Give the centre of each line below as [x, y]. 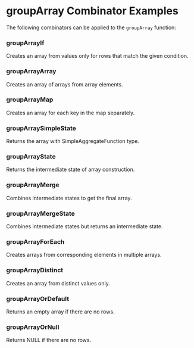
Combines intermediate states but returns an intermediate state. [85, 226]
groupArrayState [31, 157]
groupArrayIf [25, 43]
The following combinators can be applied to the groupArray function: [91, 27]
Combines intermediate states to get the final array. [69, 198]
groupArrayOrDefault [38, 299]
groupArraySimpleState [41, 128]
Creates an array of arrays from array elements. [65, 84]
